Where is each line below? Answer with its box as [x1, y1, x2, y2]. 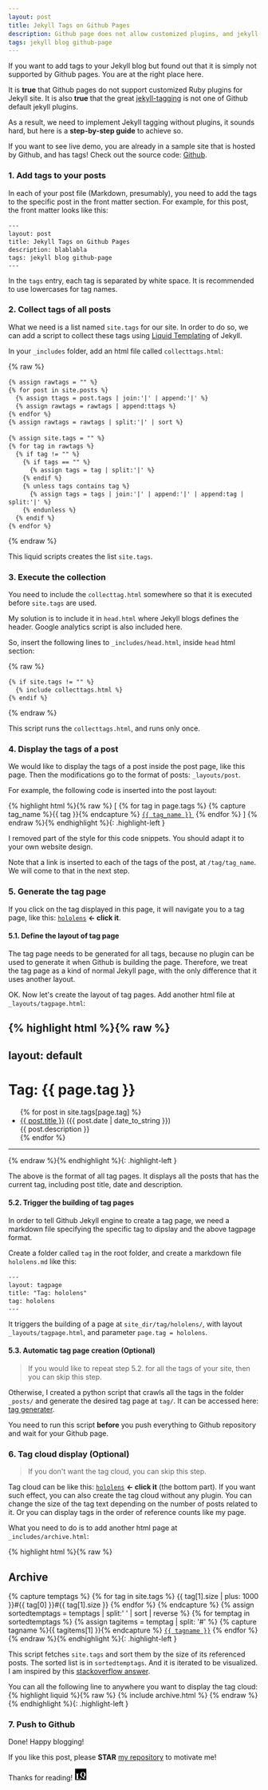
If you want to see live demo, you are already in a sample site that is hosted [8, 142, 256, 151]
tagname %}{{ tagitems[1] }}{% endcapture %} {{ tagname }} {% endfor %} [8, 1625, 258, 1635]
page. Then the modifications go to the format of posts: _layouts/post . [8, 770, 241, 779]
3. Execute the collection [8, 572, 106, 583]
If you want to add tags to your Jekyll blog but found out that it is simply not [8, 61, 257, 71]
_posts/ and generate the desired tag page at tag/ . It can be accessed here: [8, 1396, 259, 1406]
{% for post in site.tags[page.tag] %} [19, 1107, 142, 1117]
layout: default [8, 1048, 83, 1062]
